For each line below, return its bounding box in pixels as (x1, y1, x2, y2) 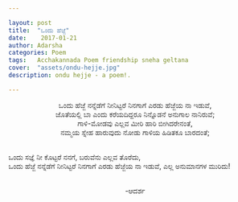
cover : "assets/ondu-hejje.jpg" (8, 64, 121, 72)
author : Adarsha (8, 41, 63, 49)
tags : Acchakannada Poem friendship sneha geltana (8, 56, 189, 64)
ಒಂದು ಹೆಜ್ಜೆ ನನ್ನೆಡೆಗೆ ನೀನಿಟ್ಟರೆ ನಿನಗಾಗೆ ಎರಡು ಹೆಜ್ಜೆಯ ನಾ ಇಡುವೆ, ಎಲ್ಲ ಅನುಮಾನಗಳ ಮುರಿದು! (8, 161, 231, 171)
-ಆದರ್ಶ (125, 186, 146, 196)
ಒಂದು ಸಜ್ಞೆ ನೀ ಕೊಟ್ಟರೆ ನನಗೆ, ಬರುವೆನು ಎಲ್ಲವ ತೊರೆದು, (8, 152, 142, 162)
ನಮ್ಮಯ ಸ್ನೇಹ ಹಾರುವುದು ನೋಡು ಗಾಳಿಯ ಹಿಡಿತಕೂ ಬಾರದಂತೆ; (59, 127, 211, 137)
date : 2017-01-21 (8, 34, 78, 42)
